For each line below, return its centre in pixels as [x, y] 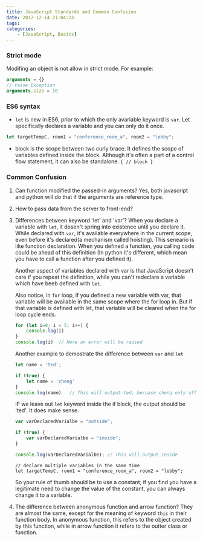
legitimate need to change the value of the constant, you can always [100, 488]
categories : [21, 29]
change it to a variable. [43, 495]
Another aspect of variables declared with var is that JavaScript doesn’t [104, 270]
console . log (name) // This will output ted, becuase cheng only [100, 393]
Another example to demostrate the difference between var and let [99, 354]
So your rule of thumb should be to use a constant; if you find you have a [106, 482]
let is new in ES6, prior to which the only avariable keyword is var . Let [102, 120]
